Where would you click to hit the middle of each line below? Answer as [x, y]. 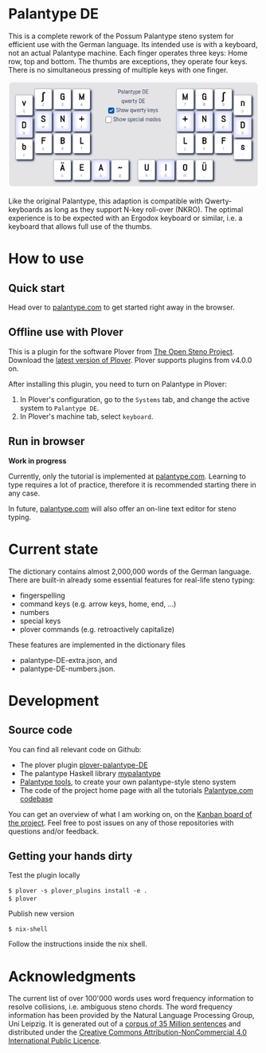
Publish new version [41, 913]
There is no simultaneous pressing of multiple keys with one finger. [118, 69]
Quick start [37, 288]
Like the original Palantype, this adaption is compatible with [106, 201]
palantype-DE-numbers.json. [67, 668]
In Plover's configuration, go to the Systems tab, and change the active [135, 399]
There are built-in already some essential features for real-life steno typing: [131, 580]
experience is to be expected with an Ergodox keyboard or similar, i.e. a [125, 218]
